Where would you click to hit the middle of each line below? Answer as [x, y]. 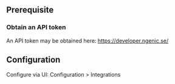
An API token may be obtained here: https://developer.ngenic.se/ [87, 40]
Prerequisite [30, 10]
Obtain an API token [36, 27]
